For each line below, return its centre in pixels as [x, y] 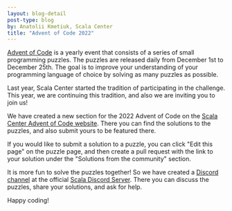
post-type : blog [30, 20]
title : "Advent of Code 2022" [51, 33]
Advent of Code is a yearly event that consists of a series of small [101, 53]
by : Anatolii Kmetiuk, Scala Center [60, 26]
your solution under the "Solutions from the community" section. [99, 159]
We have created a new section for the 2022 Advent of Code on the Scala [113, 116]
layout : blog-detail [37, 13]
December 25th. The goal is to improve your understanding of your [103, 67]
